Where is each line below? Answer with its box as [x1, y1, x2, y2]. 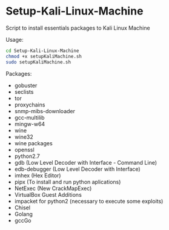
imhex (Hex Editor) [14, 171, 61, 179]
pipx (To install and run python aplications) [14, 178, 121, 185]
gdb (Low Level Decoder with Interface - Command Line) [14, 159, 157, 166]
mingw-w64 [14, 120, 45, 128]
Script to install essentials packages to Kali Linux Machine [5, 24, 150, 31]
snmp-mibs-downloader [14, 107, 76, 114]
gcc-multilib [14, 114, 45, 121]
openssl [14, 146, 35, 153]
